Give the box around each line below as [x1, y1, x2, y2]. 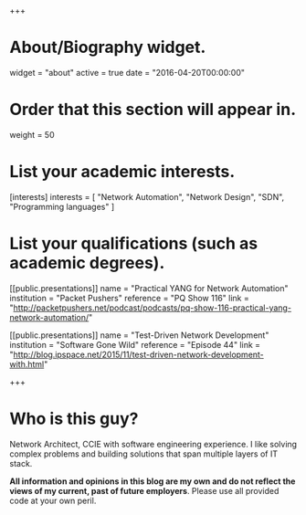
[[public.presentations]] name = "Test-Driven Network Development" [9, 330, 269, 341]
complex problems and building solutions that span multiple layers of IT [9, 448, 279, 459]
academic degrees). [9, 253, 165, 273]
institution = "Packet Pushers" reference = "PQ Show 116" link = [9, 292, 249, 303]
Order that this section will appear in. [9, 100, 297, 120]
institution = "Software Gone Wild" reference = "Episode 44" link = [9, 339, 261, 350]
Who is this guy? [9, 408, 139, 429]
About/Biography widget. [9, 37, 206, 58]
